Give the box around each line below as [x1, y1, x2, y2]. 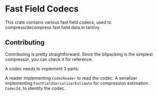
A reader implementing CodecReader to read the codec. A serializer [5, 75, 138, 81]
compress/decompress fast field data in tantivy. [5, 24, 101, 30]
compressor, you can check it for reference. [5, 56, 93, 62]
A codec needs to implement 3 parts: [5, 66, 79, 71]
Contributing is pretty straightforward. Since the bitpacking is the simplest [5, 51, 153, 57]
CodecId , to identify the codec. [5, 85, 66, 91]
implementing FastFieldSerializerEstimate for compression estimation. [5, 80, 150, 86]
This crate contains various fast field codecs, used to [5, 19, 112, 25]
